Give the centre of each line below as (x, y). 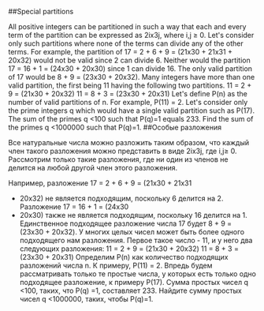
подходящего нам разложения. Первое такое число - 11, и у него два (136, 240)
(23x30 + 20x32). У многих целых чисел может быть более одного (132, 232)
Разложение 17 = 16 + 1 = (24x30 (74, 207)
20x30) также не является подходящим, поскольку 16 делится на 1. (133, 215)
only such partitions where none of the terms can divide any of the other (126, 43)
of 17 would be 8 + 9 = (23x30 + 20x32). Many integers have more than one (132, 77)
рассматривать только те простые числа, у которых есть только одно (138, 274)
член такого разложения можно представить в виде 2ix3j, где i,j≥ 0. (123, 151)
